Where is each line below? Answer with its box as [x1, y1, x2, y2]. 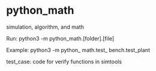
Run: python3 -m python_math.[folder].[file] [6, 35, 115, 42]
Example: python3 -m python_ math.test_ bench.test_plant [6, 46, 150, 54]
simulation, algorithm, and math [6, 23, 84, 30]
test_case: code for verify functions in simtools [6, 58, 122, 65]
